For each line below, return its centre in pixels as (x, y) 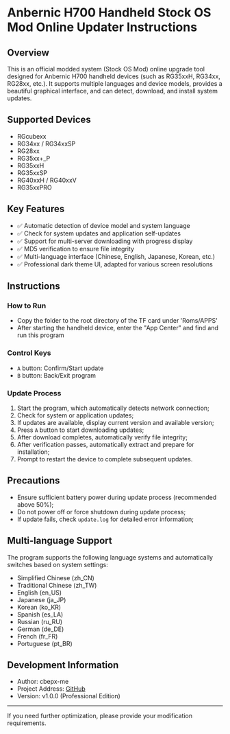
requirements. (27, 723)
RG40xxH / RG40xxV (47, 180)
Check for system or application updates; (75, 415)
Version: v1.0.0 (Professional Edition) (69, 696)
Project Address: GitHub (51, 689)
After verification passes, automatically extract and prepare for (105, 444)
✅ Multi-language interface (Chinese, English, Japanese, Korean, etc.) (116, 256)
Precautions (34, 481)
